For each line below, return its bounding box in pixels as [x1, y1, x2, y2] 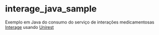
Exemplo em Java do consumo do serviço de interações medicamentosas [5, 19, 155, 25]
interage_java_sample [5, 3, 97, 14]
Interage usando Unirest [5, 24, 54, 30]
